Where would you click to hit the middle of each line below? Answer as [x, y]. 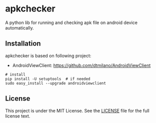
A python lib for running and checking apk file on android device [71, 22]
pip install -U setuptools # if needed [48, 79]
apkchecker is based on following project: [48, 55]
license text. [18, 116]
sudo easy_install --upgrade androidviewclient [56, 83]
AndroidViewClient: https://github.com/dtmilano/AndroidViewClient [81, 65]
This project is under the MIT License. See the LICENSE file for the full [77, 110]
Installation [23, 44]
